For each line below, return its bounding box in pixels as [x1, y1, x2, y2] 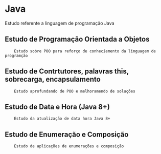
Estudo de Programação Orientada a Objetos [5, 35, 150, 44]
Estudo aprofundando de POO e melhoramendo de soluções [14, 88, 136, 94]
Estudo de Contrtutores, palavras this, [5, 67, 129, 76]
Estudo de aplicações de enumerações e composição [14, 144, 124, 149]
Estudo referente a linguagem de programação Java [5, 20, 114, 26]
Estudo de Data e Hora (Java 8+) [5, 102, 110, 111]
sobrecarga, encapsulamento [5, 75, 101, 84]
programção [5, 53, 28, 58]
